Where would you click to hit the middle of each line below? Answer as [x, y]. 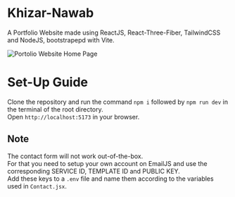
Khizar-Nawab [51, 13]
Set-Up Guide [48, 82]
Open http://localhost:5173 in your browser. [74, 117]
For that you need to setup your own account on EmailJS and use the [107, 163]
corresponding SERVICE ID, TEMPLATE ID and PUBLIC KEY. [94, 171]
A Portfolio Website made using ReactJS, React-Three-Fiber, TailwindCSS [114, 32]
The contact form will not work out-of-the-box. [75, 156]
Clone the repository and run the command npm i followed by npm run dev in [118, 102]
